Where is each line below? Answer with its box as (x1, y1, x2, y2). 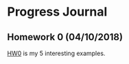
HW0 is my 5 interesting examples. (7, 49, 106, 57)
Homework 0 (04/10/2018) (7, 31, 124, 43)
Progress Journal (7, 4, 108, 20)
